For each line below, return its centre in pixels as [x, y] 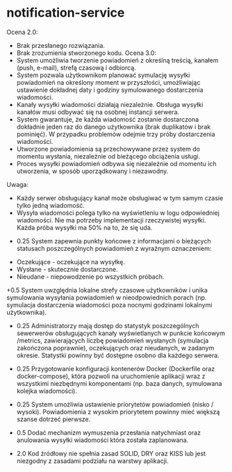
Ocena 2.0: [23, 32]
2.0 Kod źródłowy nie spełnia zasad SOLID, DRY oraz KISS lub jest [111, 453]
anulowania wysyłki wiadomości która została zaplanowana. [102, 440]
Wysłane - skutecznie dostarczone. [67, 269]
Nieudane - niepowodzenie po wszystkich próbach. [90, 277]
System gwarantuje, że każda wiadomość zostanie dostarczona [108, 119]
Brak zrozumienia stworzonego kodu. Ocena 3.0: [86, 53]
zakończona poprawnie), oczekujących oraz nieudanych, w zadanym [115, 348]
